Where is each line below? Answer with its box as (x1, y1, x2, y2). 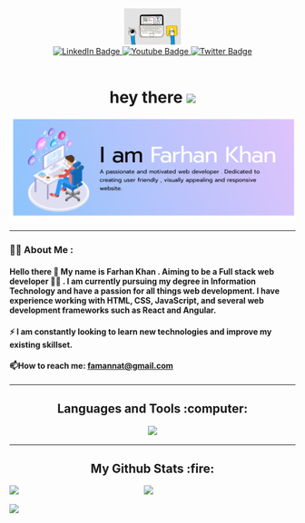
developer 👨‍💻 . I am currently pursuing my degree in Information (9, 276, 257, 286)
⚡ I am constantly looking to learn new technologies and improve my (9, 325, 272, 337)
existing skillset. (9, 339, 73, 350)
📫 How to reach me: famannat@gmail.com (9, 361, 174, 372)
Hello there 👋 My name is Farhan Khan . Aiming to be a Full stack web (9, 266, 275, 276)
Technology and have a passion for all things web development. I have (9, 285, 280, 296)
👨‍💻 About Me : (9, 244, 74, 257)
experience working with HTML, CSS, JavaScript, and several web (9, 295, 265, 305)
